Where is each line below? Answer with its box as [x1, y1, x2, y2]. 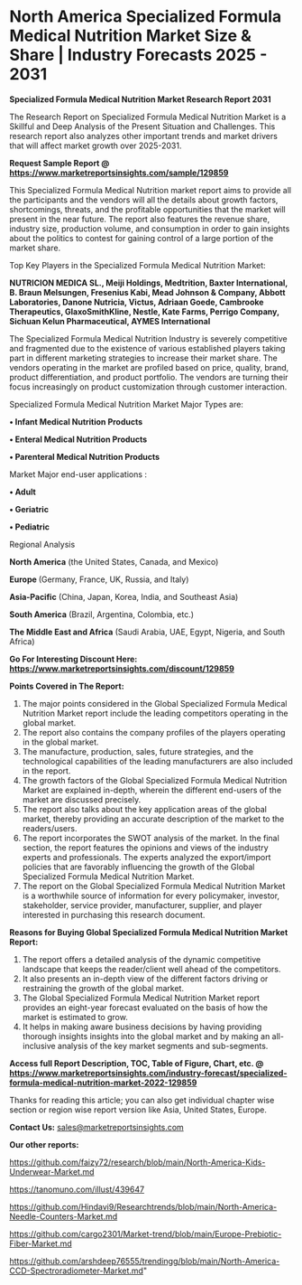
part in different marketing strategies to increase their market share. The [9, 352, 278, 363]
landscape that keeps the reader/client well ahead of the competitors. [22, 963, 281, 974]
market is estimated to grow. [22, 1011, 128, 1022]
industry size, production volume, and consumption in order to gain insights [9, 223, 290, 234]
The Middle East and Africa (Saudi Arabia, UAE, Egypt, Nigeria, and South [9, 626, 286, 637]
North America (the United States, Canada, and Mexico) [9, 556, 219, 567]
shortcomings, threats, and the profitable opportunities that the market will [9, 203, 286, 214]
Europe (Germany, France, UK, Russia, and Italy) [9, 574, 189, 585]
